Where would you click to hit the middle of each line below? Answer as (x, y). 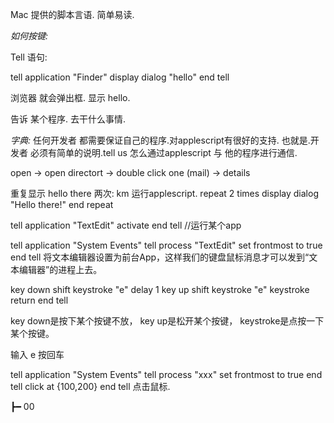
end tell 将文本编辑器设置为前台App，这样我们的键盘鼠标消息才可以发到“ (160, 257)
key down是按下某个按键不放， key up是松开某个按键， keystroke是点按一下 (167, 321)
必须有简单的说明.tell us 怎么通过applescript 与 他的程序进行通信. (163, 152)
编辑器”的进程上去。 (60, 269)
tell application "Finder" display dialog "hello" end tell (120, 77)
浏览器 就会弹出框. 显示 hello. (70, 97)
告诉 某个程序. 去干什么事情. (68, 119)
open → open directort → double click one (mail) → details (130, 172)
